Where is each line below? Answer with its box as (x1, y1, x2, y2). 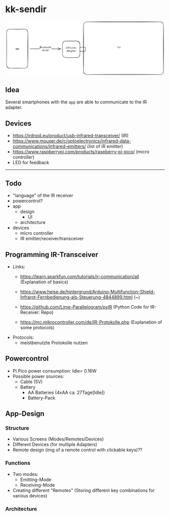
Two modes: (12, 471, 39, 477)
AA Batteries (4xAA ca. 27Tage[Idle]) (27, 389, 105, 395)
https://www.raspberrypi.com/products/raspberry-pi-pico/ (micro (12, 149, 150, 155)
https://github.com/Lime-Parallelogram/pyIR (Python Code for (20, 304, 149, 310)
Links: (12, 264, 25, 270)
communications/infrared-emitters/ (12, 143, 86, 150)
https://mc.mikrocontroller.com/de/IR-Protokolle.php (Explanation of (20, 319, 162, 325)
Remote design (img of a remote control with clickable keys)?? (12, 447, 143, 453)
